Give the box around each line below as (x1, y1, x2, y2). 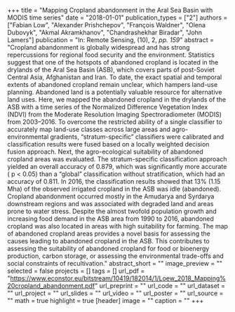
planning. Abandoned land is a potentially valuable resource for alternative (7, 88, 222, 96)
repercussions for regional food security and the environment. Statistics (7, 50, 215, 59)
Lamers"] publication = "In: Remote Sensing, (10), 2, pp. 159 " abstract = (7, 36, 214, 44)
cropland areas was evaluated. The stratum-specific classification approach (7, 155, 227, 163)
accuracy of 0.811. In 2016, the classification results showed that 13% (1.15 (7, 177, 221, 185)
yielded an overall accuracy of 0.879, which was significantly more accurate (7, 163, 227, 170)
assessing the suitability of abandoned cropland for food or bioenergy (7, 245, 210, 252)
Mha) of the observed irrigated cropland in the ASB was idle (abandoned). (7, 185, 222, 193)
